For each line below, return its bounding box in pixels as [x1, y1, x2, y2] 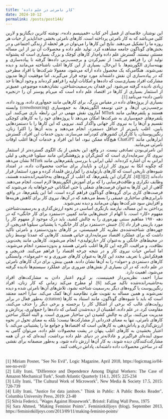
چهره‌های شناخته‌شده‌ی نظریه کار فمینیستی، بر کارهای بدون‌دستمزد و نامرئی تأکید [5, 227, 163, 232]
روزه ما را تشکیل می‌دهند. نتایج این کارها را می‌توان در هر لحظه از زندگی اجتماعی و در [5, 41, 163, 46]
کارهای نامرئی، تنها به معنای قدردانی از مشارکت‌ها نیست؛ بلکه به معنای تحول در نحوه [5, 317, 163, 323]
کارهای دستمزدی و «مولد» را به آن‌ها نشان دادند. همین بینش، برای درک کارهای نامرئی [5, 259, 163, 264]
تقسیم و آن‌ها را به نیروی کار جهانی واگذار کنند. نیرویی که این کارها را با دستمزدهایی [5, 121, 163, 126]
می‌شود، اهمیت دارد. [125, 269, 163, 275]
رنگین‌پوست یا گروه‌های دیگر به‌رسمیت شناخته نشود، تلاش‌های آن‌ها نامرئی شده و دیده [5, 285, 163, 291]
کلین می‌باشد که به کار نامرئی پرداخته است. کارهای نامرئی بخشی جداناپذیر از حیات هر [5, 36, 163, 41]
